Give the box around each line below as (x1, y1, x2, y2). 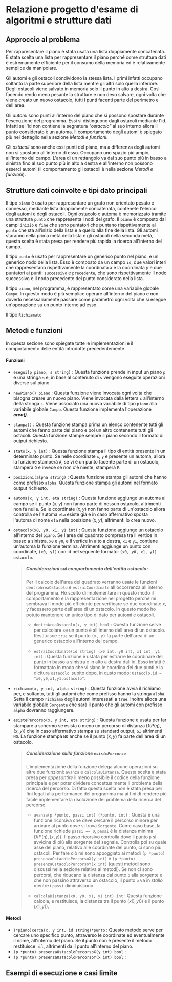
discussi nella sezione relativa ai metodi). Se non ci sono (33, 866, 153, 872)
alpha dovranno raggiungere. (13, 707, 75, 713)
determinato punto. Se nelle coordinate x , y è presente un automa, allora (13, 453, 166, 459)
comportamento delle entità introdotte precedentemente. (6, 345, 126, 351)
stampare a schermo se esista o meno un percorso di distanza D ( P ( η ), (13, 722, 161, 728)
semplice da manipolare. (6, 65, 58, 71)
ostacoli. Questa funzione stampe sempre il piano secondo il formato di (13, 432, 164, 438)
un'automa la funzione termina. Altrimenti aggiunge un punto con (13, 543, 151, 549)
